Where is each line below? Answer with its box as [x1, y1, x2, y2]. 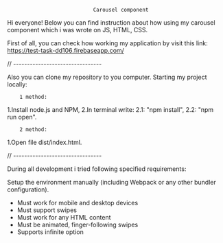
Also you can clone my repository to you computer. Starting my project [7, 73, 207, 81]
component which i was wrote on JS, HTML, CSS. [7, 26, 148, 34]
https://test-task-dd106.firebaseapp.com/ [7, 47, 125, 54]
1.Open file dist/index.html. [7, 138, 82, 146]
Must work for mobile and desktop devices [16, 199, 139, 207]
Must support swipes [16, 206, 78, 214]
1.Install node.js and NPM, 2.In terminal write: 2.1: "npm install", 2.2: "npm [7, 106, 214, 113]
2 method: [19, 126, 48, 133]
